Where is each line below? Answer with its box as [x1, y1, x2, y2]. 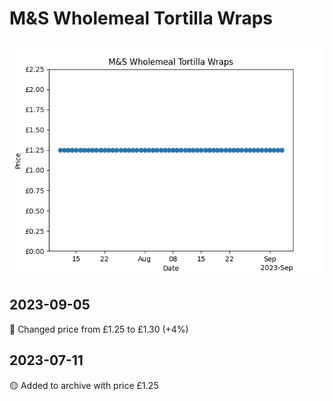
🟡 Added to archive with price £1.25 [9, 379, 159, 391]
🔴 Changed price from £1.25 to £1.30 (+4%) [9, 323, 189, 335]
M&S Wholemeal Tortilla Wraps [9, 7, 273, 30]
